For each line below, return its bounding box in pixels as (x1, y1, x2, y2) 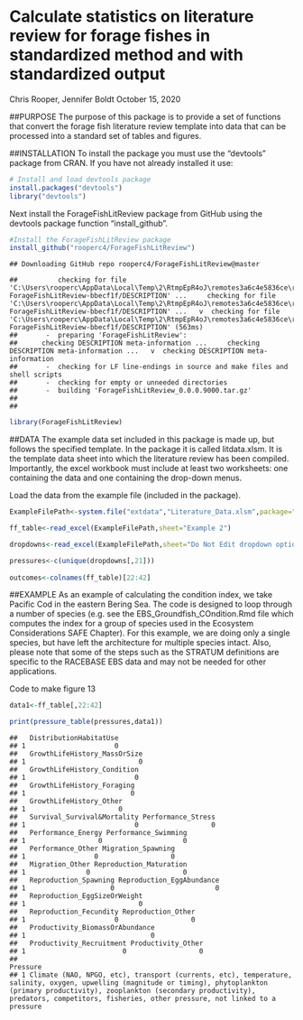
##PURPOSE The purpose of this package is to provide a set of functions (9, 111, 281, 122)
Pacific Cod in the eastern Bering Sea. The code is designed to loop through (9, 598, 293, 610)
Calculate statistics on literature (9, 6, 254, 27)
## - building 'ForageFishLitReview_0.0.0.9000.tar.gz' (9, 386, 252, 395)
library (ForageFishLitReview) (9, 418, 124, 427)
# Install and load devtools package (9, 174, 151, 184)
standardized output (9, 64, 166, 85)
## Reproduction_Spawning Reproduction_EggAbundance (9, 876, 220, 886)
